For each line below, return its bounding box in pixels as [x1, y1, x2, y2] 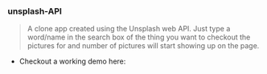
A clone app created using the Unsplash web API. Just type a [27, 24, 231, 34]
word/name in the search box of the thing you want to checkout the [27, 32, 251, 42]
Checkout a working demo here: [18, 56, 126, 66]
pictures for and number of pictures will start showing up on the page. [27, 41, 260, 51]
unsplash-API [7, 6, 62, 17]
